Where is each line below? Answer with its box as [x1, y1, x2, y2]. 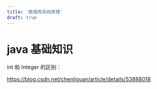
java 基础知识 [7, 42, 73, 56]
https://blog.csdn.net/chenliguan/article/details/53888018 [7, 76, 151, 83]
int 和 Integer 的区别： [7, 64, 62, 71]
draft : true [7, 15, 37, 21]
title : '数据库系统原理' [7, 8, 63, 15]
